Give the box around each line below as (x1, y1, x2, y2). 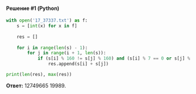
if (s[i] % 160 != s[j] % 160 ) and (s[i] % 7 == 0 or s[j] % (37, 55, 191, 61)
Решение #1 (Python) (6, 5, 60, 12)
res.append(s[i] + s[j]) (48, 61, 109, 67)
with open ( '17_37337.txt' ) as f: (6, 18, 88, 23)
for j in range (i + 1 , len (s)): (27, 50, 107, 56)
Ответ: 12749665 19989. (6, 82, 66, 89)
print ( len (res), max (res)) (6, 72, 72, 78)
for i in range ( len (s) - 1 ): (16, 44, 88, 51)
